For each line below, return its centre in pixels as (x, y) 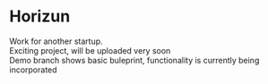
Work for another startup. (56, 41)
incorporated (33, 70)
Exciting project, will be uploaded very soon (90, 50)
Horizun (40, 17)
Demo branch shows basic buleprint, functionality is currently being (134, 60)
